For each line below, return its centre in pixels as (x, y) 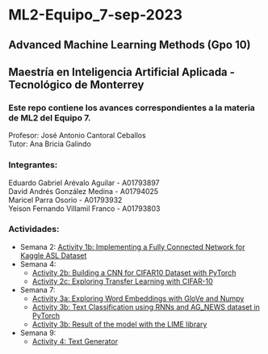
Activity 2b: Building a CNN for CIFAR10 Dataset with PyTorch (134, 272)
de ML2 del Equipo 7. (50, 117)
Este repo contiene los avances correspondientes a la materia (132, 107)
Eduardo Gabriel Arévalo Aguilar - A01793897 (84, 183)
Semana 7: (38, 289)
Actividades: (34, 230)
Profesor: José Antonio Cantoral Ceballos (77, 136)
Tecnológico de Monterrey (76, 84)
